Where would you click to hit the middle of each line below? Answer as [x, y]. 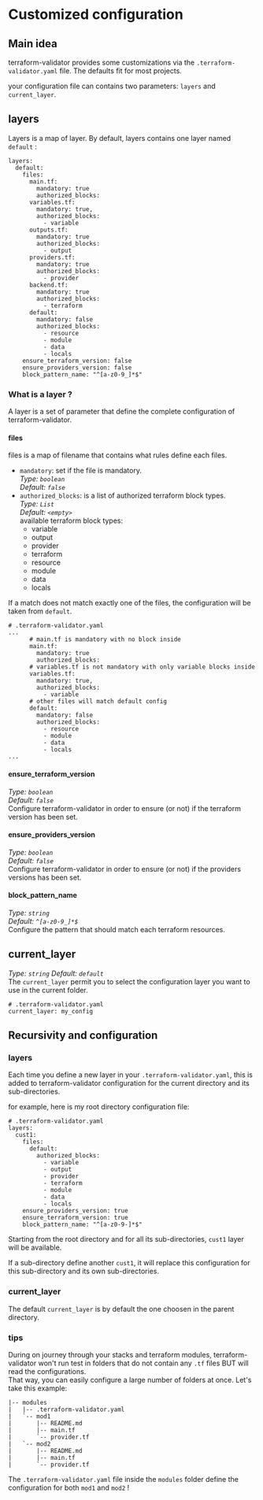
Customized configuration [96, 15]
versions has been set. [45, 877]
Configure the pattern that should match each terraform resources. [117, 929]
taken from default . [40, 611]
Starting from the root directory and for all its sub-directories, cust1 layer [126, 1239]
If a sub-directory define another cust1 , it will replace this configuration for [129, 1263]
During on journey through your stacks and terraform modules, [110, 1355]
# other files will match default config [98, 702]
